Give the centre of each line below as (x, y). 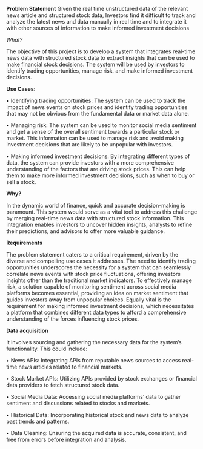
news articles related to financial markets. (71, 367)
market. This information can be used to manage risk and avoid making (95, 138)
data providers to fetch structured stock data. (63, 385)
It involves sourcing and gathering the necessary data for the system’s (94, 342)
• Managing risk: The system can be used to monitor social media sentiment (101, 125)
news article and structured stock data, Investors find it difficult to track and (101, 15)
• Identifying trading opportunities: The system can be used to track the (96, 100)
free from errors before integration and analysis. (66, 439)
